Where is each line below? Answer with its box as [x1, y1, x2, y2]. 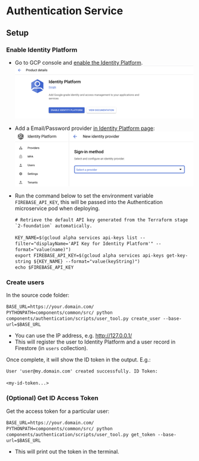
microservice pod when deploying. [14, 205, 100, 212]
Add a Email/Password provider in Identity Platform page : [14, 125, 156, 132]
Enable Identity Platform [6, 46, 78, 54]
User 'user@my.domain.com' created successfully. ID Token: [6, 368, 159, 374]
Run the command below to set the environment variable [14, 192, 154, 199]
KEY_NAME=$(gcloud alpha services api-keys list [14, 235, 138, 241]
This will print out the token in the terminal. [14, 448, 120, 455]
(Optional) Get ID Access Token [6, 394, 99, 402]
